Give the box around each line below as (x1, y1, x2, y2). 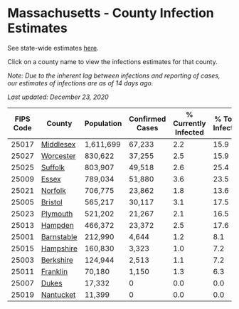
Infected (175, 127, 204, 137)
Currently (173, 118, 206, 128)
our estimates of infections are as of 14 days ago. (7, 78, 154, 87)
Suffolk (41, 162, 65, 172)
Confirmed (129, 114, 166, 124)
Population (84, 118, 122, 128)
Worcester (41, 151, 76, 161)
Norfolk (41, 185, 66, 195)
